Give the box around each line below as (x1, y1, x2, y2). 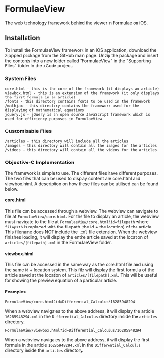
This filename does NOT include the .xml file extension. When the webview (5, 229, 157, 235)
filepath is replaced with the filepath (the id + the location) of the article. (5, 224, 153, 229)
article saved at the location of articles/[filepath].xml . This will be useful (5, 272, 157, 278)
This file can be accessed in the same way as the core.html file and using (5, 262, 154, 268)
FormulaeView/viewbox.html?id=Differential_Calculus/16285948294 (5, 328, 141, 333)
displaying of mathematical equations (5, 108, 84, 113)
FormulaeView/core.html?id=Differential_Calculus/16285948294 (5, 299, 135, 305)
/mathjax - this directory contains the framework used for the (5, 103, 139, 109)
